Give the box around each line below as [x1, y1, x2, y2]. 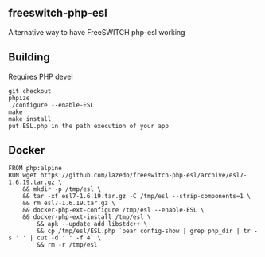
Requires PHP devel [8, 72, 73, 81]
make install [8, 115, 52, 123]
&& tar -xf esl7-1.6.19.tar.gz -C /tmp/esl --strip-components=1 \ [22, 193, 251, 201]
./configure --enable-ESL [8, 101, 94, 109]
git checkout [8, 87, 52, 95]
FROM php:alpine [8, 165, 62, 173]
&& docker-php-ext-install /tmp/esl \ [22, 213, 151, 221]
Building [8, 51, 50, 64]
